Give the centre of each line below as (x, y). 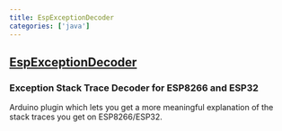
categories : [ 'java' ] (50, 26)
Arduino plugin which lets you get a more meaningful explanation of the (141, 108)
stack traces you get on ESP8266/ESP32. (86, 117)
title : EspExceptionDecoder (62, 17)
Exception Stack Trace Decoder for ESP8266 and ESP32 (134, 88)
